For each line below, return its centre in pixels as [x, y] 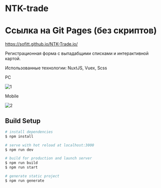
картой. [13, 59]
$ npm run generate [25, 180]
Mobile [12, 96]
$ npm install [19, 136]
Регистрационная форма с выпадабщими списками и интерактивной [77, 53]
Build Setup [23, 121]
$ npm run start [21, 168]
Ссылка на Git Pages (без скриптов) [81, 31]
